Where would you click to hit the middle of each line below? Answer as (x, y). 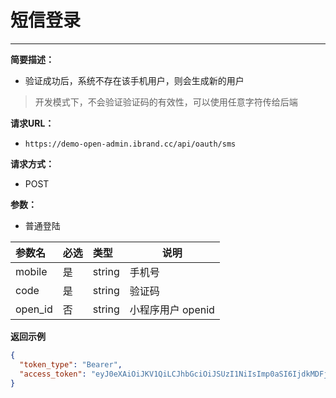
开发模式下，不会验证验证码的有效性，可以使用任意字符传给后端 (166, 102)
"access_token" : (53, 374)
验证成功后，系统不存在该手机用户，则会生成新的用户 (134, 80)
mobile (31, 271)
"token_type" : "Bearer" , (71, 364)
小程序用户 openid (172, 309)
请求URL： (32, 123)
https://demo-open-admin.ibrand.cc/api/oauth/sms (130, 144)
